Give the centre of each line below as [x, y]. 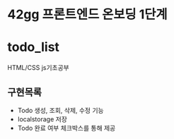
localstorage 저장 [42, 119]
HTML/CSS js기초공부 [38, 68]
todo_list [34, 47]
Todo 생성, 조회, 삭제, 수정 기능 [60, 110]
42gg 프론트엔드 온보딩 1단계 [87, 14]
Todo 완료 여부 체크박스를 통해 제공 [66, 128]
